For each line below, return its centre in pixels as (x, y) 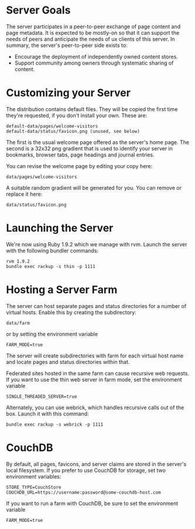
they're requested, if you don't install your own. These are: (77, 115)
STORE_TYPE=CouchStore (34, 487)
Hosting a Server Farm (62, 290)
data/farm (18, 323)
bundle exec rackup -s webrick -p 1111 (55, 424)
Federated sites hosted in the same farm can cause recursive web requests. (97, 373)
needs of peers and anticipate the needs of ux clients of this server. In (90, 39)
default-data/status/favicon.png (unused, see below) (73, 131)
